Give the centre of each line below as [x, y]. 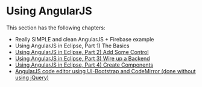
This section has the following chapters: [56, 28]
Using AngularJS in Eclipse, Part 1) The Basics [72, 46]
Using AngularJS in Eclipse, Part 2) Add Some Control [82, 52]
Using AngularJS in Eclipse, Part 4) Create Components [84, 65]
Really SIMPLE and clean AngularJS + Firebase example [84, 39]
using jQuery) [32, 77]
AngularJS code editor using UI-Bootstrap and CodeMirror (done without [105, 71]
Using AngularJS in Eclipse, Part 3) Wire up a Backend [82, 58]
